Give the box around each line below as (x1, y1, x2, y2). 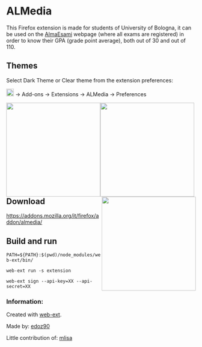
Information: (6, 297, 44, 306)
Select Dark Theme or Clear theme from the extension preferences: (6, 76, 173, 84)
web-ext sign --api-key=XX (6, 278, 74, 284)
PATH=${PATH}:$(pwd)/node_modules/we (6, 251, 101, 258)
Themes (6, 61, 38, 71)
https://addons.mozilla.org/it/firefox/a (6, 212, 99, 220)
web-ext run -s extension (6, 268, 71, 274)
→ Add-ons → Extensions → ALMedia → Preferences (14, 90, 147, 97)
